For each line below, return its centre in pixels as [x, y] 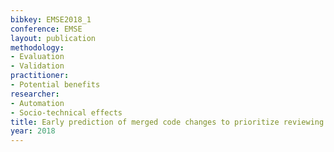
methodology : [37, 47]
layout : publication [53, 38]
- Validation [37, 66]
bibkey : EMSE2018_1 [51, 19]
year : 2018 [33, 131]
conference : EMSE [46, 29]
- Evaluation [37, 57]
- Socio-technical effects [66, 112]
